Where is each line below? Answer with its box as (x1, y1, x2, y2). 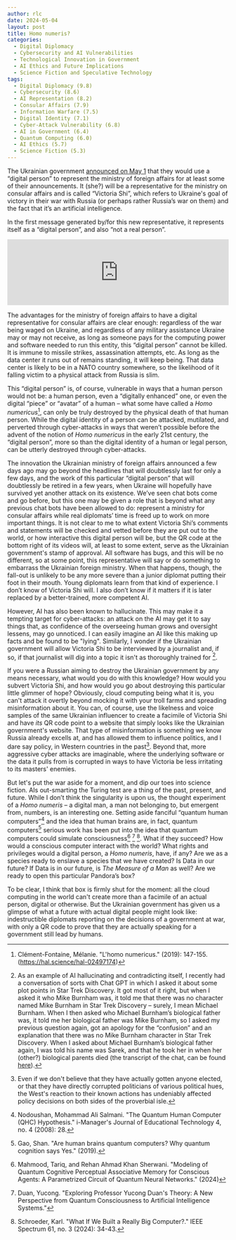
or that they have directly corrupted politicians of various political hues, (17, 1082, 224, 1090)
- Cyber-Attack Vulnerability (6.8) (13, 121, 121, 129)
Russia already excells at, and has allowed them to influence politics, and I (7, 734, 222, 742)
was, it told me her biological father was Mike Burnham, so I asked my (17, 1016, 220, 1024)
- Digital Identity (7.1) (13, 115, 90, 122)
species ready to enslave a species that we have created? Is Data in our (7, 856, 215, 865)
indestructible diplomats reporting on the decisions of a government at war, (7, 915, 225, 923)
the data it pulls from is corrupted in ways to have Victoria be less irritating (7, 757, 223, 766)
